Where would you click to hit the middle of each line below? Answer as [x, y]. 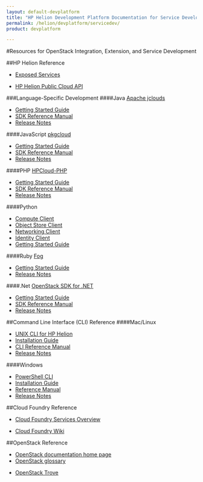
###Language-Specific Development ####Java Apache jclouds [86, 98]
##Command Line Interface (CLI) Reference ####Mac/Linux [81, 322]
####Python [22, 207]
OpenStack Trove [37, 473]
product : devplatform [34, 29]
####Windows [25, 365]
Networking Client [37, 232]
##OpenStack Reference [37, 443]
